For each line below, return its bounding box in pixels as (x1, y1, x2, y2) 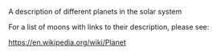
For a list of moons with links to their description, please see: (8, 22, 210, 31)
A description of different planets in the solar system (8, 7, 182, 16)
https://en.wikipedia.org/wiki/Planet (8, 37, 126, 47)
